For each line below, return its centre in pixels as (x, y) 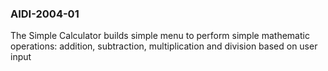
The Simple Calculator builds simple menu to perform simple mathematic (160, 36)
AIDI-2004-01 (45, 14)
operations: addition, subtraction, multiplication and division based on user (164, 46)
